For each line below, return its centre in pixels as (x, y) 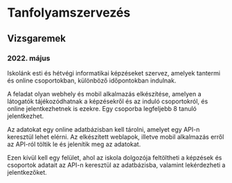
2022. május (29, 58)
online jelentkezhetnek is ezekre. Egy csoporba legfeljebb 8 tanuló (102, 108)
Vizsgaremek (37, 38)
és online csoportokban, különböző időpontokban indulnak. (92, 80)
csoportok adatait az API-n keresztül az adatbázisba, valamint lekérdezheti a (116, 165)
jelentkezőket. (27, 172)
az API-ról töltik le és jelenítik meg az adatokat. (74, 144)
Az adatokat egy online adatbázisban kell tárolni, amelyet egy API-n (104, 129)
